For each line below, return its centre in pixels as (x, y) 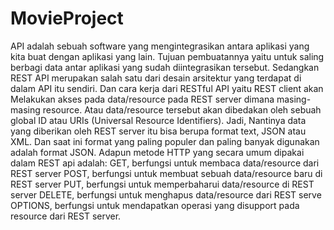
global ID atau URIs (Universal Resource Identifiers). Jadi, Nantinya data (158, 120)
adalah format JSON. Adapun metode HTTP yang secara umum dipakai (157, 152)
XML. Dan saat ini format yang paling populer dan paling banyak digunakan (165, 141)
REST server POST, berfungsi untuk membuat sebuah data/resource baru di (166, 173)
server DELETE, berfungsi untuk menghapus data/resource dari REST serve (166, 194)
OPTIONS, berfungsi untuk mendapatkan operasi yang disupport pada (155, 205)
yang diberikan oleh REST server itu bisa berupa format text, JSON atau (158, 131)
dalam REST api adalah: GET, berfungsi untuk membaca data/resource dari (165, 163)
